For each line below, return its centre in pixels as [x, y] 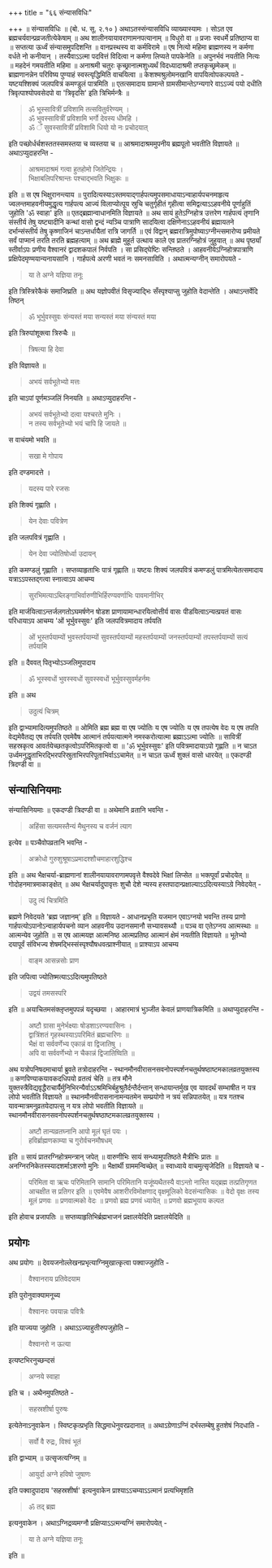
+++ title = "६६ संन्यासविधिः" [50, 13]
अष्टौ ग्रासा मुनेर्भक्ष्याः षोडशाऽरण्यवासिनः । [80, 1025]
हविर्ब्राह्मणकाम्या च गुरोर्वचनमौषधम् [70, 1140]
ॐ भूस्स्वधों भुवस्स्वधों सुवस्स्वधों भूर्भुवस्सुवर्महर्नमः [89, 679]
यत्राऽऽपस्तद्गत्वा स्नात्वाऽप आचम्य [52, 579]
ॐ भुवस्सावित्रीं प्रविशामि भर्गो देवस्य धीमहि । [83, 118]
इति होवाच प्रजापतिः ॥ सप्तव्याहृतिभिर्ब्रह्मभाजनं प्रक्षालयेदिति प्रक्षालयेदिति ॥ [99, 1216]
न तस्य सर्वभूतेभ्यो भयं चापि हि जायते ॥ [77, 424]
